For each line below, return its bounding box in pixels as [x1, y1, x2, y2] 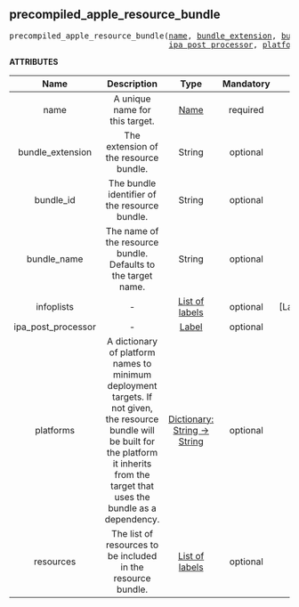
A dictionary [106, 335, 158, 347]
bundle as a [108, 502, 158, 514]
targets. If [112, 391, 153, 403]
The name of [105, 224, 159, 237]
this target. [109, 115, 155, 127]
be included [107, 549, 158, 562]
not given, [110, 401, 153, 414]
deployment [107, 379, 158, 392]
